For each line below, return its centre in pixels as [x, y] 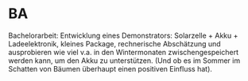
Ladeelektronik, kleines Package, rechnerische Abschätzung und [114, 43]
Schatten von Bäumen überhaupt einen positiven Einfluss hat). [110, 68]
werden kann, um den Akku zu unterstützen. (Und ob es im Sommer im [124, 61]
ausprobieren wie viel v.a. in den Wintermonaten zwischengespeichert [124, 52]
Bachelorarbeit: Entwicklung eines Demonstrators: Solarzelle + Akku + [123, 35]
